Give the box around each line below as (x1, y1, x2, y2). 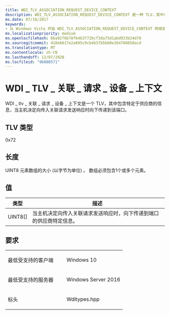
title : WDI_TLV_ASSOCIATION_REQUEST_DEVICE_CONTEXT (5, 7, 116, 13)
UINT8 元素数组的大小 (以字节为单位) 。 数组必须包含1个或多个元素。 (5, 167, 149, 173)
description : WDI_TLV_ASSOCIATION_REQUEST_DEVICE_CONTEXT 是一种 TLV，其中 (5, 12, 164, 17)
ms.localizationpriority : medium (5, 31, 76, 36)
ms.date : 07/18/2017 (5, 17, 49, 22)
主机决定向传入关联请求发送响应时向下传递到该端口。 (18, 107, 130, 113)
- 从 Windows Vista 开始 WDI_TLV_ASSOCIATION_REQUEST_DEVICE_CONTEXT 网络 (5, 26, 163, 31)
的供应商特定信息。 (32, 217, 78, 224)
